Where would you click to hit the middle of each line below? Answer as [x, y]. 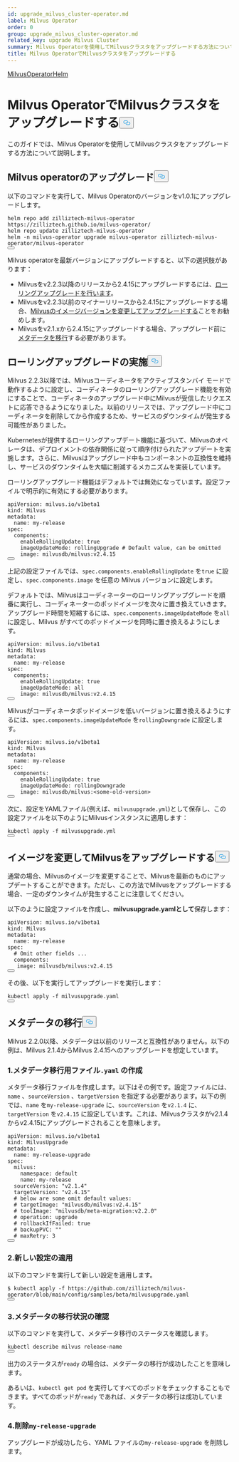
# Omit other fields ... [51, 954]
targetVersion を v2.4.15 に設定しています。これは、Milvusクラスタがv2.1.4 [118, 1114]
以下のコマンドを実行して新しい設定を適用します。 [82, 1275]
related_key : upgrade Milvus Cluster [63, 41]
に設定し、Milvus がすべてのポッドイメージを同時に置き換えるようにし [111, 622]
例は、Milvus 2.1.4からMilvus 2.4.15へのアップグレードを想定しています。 [115, 1050]
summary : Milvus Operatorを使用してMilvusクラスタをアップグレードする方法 [111, 47]
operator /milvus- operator [46, 243]
